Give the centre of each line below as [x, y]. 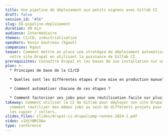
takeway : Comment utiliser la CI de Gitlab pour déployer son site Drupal [85, 102]
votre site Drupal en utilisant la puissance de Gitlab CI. [73, 56]
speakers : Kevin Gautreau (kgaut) [41, 43]
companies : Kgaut [23, 47]
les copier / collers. [33, 112]
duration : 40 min [23, 29]
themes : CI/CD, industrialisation [41, 38]
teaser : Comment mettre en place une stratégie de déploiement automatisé [85, 52]
